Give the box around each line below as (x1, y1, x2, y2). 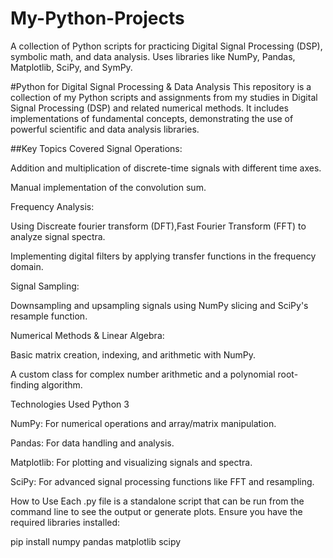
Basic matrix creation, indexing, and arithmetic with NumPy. (10, 348, 257, 361)
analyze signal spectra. (10, 230, 106, 242)
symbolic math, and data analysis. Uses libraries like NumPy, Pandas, (10, 50, 296, 62)
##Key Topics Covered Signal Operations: (10, 142, 183, 154)
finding (10, 378, 40, 391)
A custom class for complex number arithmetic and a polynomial (10, 368, 276, 380)
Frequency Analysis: (10, 200, 95, 212)
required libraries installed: (10, 516, 121, 528)
